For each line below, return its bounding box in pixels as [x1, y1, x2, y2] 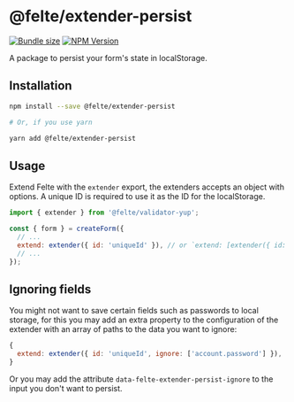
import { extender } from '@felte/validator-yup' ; [9, 208, 200, 218]
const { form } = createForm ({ [9, 224, 124, 234]
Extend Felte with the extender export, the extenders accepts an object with [9, 182, 285, 192]
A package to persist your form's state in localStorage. [9, 52, 207, 63]
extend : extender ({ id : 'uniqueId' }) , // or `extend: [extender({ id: [17, 241, 287, 250]
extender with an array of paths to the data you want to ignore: [9, 324, 237, 335]
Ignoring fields [9, 282, 92, 297]
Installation [9, 78, 72, 94]
